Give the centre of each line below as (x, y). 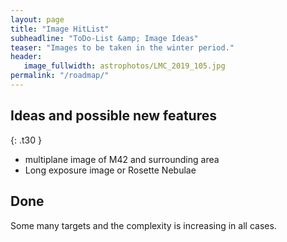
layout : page (37, 19)
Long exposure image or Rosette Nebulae (110, 170)
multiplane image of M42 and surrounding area (122, 159)
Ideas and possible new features (114, 116)
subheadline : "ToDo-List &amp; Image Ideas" (104, 38)
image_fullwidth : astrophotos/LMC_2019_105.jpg (124, 66)
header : (26, 57)
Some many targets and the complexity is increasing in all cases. (143, 225)
